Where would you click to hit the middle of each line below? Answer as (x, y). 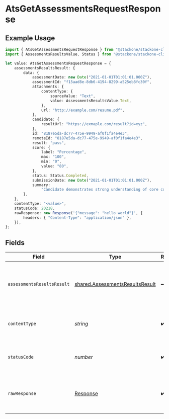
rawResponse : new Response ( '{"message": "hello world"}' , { (78, 213)
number (84, 357)
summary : (41, 185)
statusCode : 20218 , (35, 208)
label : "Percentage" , (64, 152)
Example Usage (30, 38)
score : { (41, 147)
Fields (15, 243)
